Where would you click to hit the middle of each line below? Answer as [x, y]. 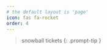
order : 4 [17, 23]
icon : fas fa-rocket [33, 18]
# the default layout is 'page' [47, 12]
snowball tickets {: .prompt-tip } [61, 41]
